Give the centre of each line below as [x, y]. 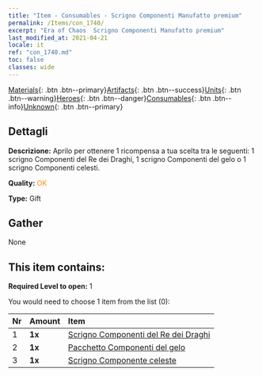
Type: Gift [25, 198]
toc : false [26, 60]
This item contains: [57, 267]
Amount [45, 321]
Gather [26, 223]
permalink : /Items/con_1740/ [56, 23]
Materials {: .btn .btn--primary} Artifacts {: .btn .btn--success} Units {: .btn [125, 90]
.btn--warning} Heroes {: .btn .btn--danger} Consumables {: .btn [110, 98]
